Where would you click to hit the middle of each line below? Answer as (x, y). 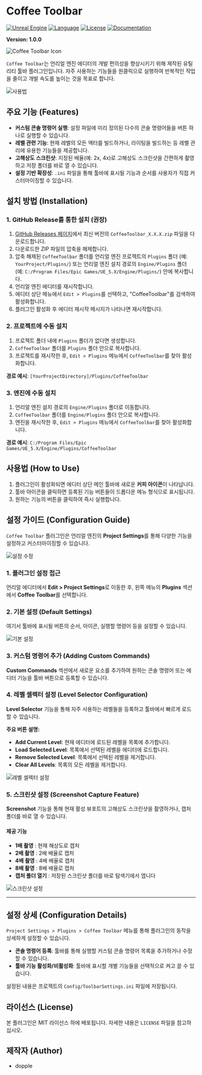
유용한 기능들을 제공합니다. (57, 150)
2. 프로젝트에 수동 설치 (37, 326)
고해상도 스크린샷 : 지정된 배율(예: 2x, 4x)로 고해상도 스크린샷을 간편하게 (99, 158)
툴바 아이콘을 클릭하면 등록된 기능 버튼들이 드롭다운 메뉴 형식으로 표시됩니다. (105, 491)
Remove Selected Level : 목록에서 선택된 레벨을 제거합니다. (85, 757)
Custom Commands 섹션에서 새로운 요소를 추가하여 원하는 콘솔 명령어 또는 (96, 670)
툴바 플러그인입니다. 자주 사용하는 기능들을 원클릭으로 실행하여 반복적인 (101, 71)
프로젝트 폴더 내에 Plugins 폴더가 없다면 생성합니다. (76, 340)
